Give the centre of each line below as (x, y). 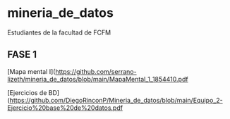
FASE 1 (22, 55)
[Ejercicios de (27, 92)
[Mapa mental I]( (31, 71)
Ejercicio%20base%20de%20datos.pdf (65, 108)
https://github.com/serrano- (96, 71)
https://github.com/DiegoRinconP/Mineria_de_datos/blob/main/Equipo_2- (116, 100)
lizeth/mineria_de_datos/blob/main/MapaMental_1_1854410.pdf (98, 79)
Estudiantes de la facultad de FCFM (59, 32)
